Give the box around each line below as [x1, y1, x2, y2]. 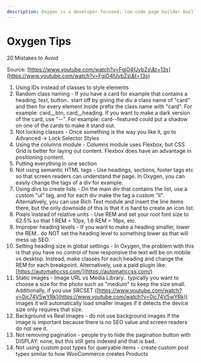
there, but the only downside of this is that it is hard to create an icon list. [15, 204, 194, 211]
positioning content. [15, 153, 65, 161]
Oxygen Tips [7, 34, 72, 48]
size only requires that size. [15, 306, 83, 313]
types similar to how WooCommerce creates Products [15, 350, 149, 357]
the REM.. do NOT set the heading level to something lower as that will [15, 229, 188, 236]
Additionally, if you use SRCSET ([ [15, 287, 99, 294]
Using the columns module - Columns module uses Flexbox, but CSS [15, 141, 185, 148]
